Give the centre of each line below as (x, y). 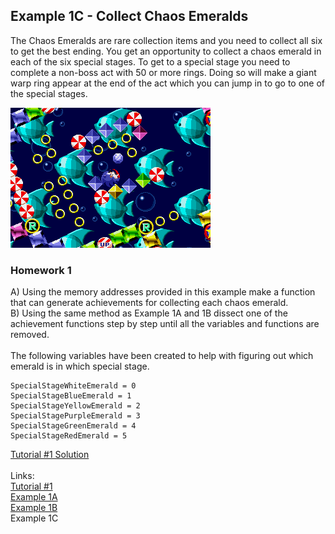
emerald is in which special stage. (80, 366)
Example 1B (34, 508)
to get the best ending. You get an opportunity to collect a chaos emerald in (166, 51)
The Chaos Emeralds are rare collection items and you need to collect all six (166, 40)
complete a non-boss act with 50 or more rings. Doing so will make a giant (163, 72)
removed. (30, 335)
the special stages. (49, 93)
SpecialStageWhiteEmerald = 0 (73, 386)
